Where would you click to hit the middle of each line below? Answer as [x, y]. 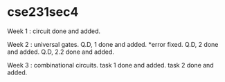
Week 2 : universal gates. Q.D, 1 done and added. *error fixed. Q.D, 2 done [113, 44]
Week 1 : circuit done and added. [54, 31]
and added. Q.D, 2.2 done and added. [61, 52]
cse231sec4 [43, 12]
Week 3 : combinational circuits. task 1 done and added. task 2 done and [110, 65]
